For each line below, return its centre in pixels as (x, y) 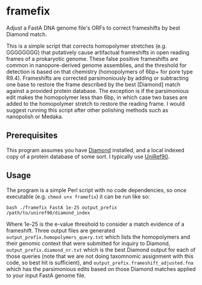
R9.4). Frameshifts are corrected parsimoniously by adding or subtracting (97, 78)
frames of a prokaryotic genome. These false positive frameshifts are (92, 59)
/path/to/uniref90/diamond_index (48, 213)
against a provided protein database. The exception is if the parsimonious (98, 91)
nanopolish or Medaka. (35, 117)
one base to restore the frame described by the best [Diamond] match (93, 84)
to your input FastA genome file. (46, 275)
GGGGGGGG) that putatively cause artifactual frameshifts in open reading (98, 52)
